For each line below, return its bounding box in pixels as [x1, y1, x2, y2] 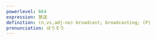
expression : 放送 [6, 14, 48, 20]
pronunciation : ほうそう [6, 25, 65, 31]
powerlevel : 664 [6, 8, 47, 15]
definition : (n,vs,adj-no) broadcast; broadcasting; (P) [6, 19, 151, 25]
